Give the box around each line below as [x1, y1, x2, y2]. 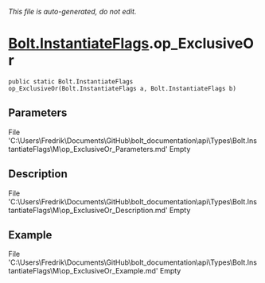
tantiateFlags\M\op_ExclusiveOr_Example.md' [8, 266, 158, 276]
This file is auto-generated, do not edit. [8, 7, 137, 16]
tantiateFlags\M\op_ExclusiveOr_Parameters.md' [8, 144, 169, 153]
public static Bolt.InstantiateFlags [8, 77, 134, 86]
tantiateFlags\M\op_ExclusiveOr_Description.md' [8, 205, 169, 215]
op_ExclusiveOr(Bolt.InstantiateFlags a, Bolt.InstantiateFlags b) [8, 84, 237, 92]
